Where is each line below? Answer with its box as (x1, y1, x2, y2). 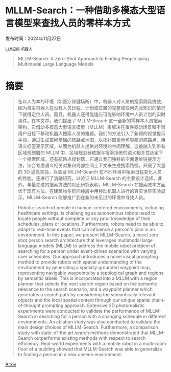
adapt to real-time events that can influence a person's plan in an (17, 226, 155, 232)
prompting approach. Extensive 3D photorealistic (41, 302, 145, 309)
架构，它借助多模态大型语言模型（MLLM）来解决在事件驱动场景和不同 (17, 124, 165, 130)
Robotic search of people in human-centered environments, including (17, 204, 164, 210)
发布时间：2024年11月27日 (5, 35, 61, 41)
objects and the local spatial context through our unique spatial (17, 297, 151, 303)
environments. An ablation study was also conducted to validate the (17, 318, 161, 325)
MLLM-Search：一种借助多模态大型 (5, 5, 157, 16)
